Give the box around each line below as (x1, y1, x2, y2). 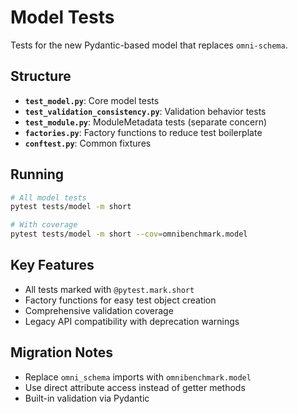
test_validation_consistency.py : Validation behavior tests (24, 105, 267, 117)
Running (10, 166, 65, 183)
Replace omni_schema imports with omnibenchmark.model (24, 371, 252, 383)
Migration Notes (10, 344, 113, 361)
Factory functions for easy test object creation (24, 294, 217, 306)
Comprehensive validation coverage (24, 304, 174, 316)
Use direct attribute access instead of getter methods (24, 381, 246, 393)
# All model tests (10, 192, 87, 203)
